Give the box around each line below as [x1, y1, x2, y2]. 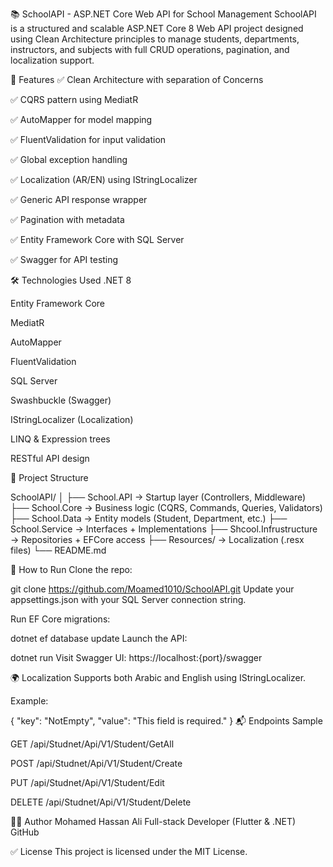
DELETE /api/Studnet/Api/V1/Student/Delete [10, 796, 192, 808]
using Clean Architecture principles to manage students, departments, [10, 33, 300, 45]
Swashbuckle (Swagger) [10, 394, 112, 406]
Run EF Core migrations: [10, 613, 111, 625]
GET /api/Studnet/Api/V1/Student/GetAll [10, 738, 175, 750]
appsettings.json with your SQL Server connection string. [10, 594, 247, 605]
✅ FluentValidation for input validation [10, 134, 167, 145]
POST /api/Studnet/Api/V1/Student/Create [10, 758, 183, 769]
